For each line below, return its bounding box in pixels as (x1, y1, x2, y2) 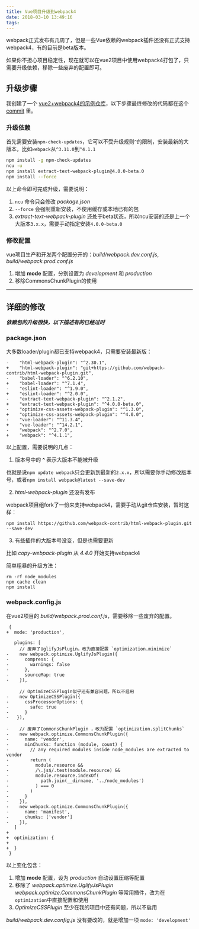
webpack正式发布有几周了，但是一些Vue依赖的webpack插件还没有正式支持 (6, 37, 191, 44)
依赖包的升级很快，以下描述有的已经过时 (6, 319, 105, 326)
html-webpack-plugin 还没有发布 (14, 489, 95, 496)
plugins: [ (14, 639, 41, 646)
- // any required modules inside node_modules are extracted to (6, 747, 190, 752)
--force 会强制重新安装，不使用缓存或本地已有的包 (14, 205, 139, 212)
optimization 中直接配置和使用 (14, 896, 89, 904)
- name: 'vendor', (6, 736, 65, 742)
